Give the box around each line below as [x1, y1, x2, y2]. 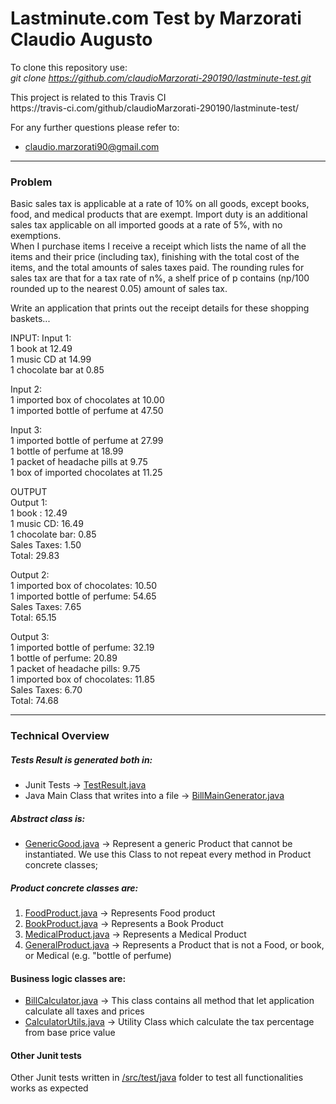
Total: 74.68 [10, 695, 59, 707]
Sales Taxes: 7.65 [10, 601, 82, 613]
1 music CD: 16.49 [10, 518, 84, 530]
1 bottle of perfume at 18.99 [10, 445, 124, 457]
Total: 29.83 [10, 550, 60, 562]
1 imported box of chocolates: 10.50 [10, 580, 158, 592]
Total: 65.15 [10, 612, 57, 624]
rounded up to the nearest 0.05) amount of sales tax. [10, 283, 228, 295]
